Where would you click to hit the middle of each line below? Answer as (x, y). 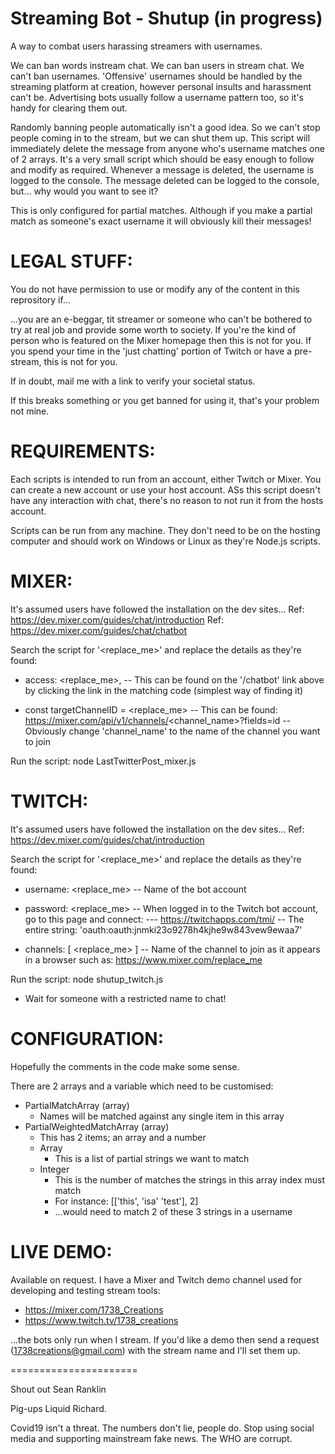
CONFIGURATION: (87, 1038)
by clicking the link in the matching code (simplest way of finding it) (164, 690)
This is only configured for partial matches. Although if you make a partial (161, 210)
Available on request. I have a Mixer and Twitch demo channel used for (156, 1279)
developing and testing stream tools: (85, 1290)
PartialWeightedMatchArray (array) (97, 1126)
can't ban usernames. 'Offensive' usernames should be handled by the (156, 76)
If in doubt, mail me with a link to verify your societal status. (133, 381)
